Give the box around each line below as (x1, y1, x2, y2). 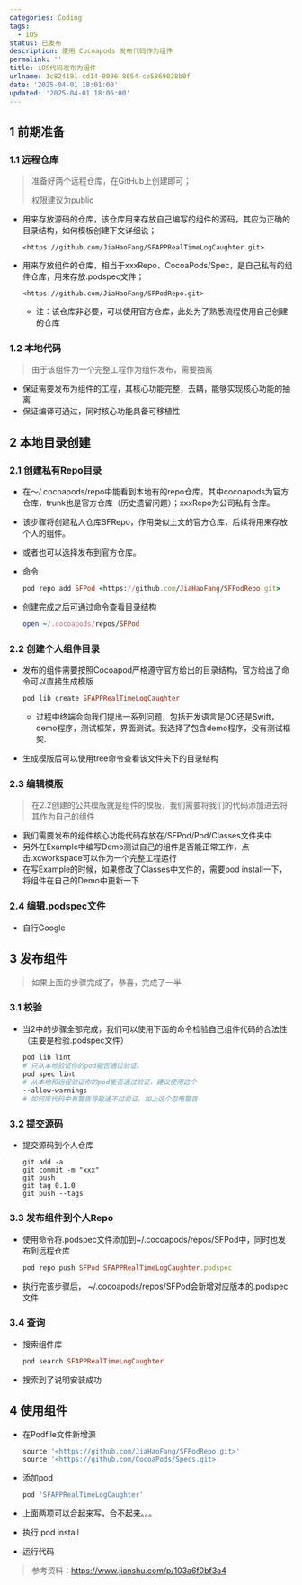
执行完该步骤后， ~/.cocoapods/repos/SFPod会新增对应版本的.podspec (22, 1281, 289, 1291)
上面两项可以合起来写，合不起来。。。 (22, 1508, 157, 1518)
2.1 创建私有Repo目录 (9, 464, 102, 476)
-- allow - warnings (22, 1086, 88, 1095)
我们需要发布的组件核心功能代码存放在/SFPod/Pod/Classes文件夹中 (22, 830, 272, 841)
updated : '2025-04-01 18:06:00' (9, 88, 130, 97)
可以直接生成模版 (30, 676, 94, 687)
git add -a (22, 1158, 64, 1167)
